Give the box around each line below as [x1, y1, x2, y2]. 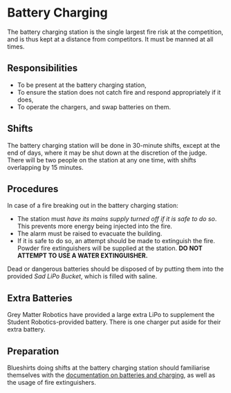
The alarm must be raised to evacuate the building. [17, 229, 163, 238]
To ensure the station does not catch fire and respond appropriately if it [17, 88, 221, 96]
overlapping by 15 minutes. [7, 163, 84, 171]
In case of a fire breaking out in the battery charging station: [7, 202, 178, 210]
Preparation [7, 345, 59, 357]
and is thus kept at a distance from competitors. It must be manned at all [7, 35, 214, 43]
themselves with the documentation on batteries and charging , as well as [7, 371, 216, 379]
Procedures [7, 183, 59, 195]
